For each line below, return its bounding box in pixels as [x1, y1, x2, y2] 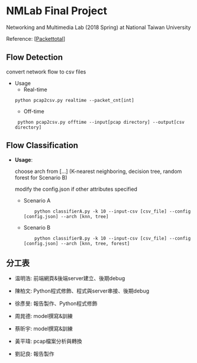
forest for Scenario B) [14, 174, 68, 181]
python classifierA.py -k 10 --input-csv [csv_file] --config [34, 208, 191, 214]
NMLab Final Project [6, 4, 108, 18]
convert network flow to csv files [6, 68, 86, 75]
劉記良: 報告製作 [14, 351, 54, 358]
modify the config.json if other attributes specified [14, 185, 138, 192]
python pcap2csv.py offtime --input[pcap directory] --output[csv [17, 119, 185, 125]
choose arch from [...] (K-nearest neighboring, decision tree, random [14, 168, 182, 175]
